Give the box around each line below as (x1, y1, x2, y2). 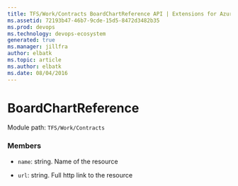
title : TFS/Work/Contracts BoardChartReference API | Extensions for (7, 10, 217, 18)
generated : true (7, 37, 55, 44)
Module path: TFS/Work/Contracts (7, 123, 105, 132)
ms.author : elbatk (7, 63, 62, 70)
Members (7, 141, 41, 151)
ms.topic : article (7, 57, 62, 64)
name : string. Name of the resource (17, 157, 118, 165)
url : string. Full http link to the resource (17, 170, 133, 179)
